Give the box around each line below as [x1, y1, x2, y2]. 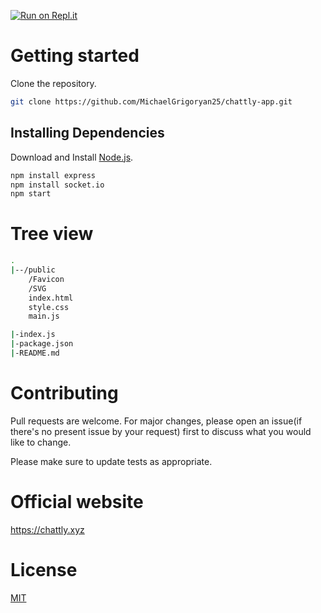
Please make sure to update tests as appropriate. [10, 455, 213, 467]
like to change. [10, 436, 72, 448]
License [10, 559, 78, 581]
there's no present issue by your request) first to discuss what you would [10, 425, 312, 437]
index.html [28, 293, 74, 303]
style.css [28, 302, 70, 312]
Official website [10, 491, 144, 514]
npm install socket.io [10, 180, 105, 190]
